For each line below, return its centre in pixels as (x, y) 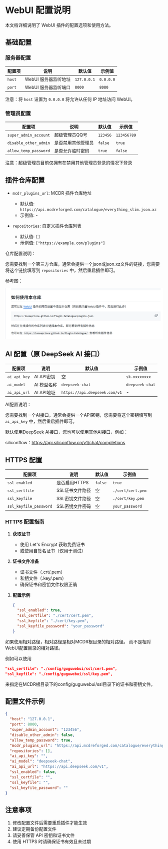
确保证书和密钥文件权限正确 (48, 584)
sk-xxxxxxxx (138, 377)
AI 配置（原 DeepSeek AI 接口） (54, 354)
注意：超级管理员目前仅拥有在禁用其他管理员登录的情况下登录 (69, 163)
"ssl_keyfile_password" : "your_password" (61, 626)
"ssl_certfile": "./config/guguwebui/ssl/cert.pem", (61, 668)
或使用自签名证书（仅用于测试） (53, 550)
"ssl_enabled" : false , (33, 772)
